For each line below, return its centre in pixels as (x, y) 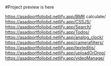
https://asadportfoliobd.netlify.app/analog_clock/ (54, 37)
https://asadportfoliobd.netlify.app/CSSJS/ (48, 22)
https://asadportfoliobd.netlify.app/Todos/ (47, 32)
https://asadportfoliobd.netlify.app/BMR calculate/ (55, 16)
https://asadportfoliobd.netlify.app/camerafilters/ (54, 43)
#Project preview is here (30, 7)
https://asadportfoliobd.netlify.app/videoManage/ (55, 58)
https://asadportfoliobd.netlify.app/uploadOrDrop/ (55, 53)
